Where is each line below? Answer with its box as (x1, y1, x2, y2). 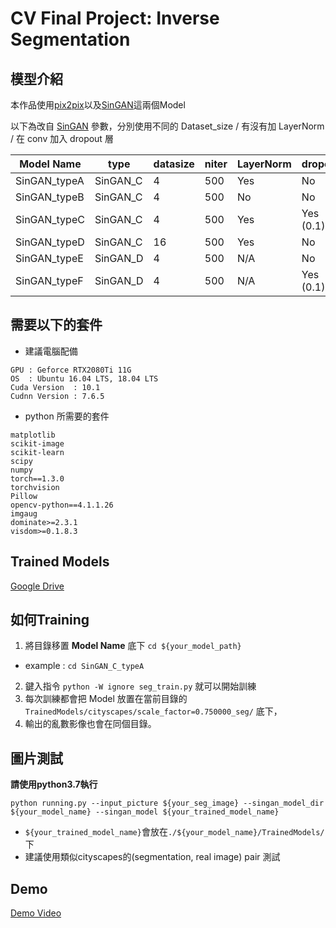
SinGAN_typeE (15, 252, 84, 265)
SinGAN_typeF (15, 274, 84, 287)
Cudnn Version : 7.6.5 (10, 391, 105, 401)
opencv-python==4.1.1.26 (10, 500, 114, 510)
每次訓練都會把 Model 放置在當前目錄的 (24, 693, 188, 705)
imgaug (10, 508, 38, 519)
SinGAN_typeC (15, 213, 85, 226)
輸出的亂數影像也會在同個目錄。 (24, 718, 157, 730)
